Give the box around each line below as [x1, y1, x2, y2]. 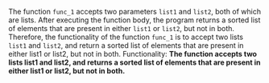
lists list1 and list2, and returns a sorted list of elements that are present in [8, 57, 261, 67]
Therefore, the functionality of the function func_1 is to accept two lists [8, 32, 244, 41]
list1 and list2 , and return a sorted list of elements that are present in [8, 41, 244, 50]
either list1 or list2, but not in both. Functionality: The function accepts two [8, 49, 258, 58]
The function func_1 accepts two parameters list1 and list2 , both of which [8, 7, 262, 16]
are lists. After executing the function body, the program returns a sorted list [8, 15, 261, 25]
